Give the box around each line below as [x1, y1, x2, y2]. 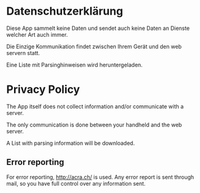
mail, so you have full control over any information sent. [6, 180, 146, 187]
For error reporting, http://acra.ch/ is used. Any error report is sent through [6, 173, 195, 181]
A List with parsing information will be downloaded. [6, 139, 135, 147]
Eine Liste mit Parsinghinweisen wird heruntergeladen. [6, 61, 143, 68]
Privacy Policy [6, 82, 80, 96]
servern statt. [6, 49, 40, 56]
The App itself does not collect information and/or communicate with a [6, 103, 184, 110]
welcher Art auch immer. [6, 31, 68, 38]
